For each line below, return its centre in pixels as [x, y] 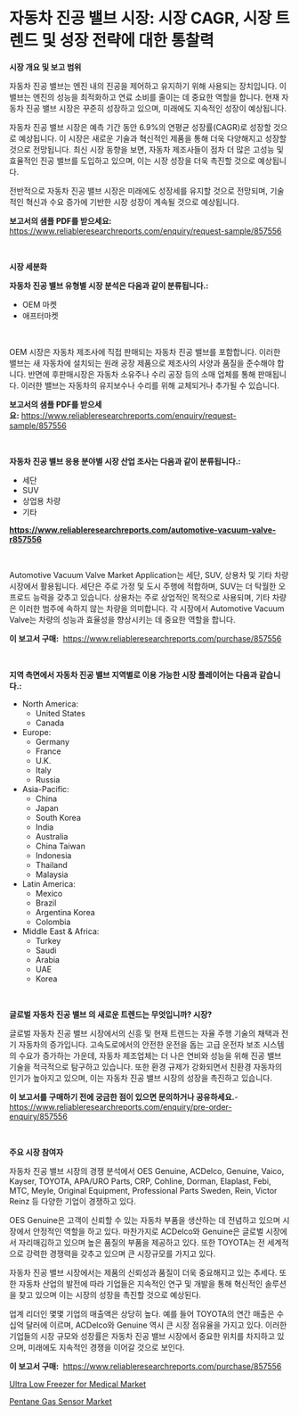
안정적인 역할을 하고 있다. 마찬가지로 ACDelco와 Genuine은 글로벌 [148, 1231]
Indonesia [53, 855]
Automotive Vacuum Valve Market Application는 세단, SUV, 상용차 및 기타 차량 [149, 575]
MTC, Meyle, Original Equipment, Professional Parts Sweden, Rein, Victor [143, 1190]
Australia [52, 836]
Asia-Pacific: [45, 789]
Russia [48, 779]
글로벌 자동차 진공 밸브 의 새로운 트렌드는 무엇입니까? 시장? [111, 1014]
